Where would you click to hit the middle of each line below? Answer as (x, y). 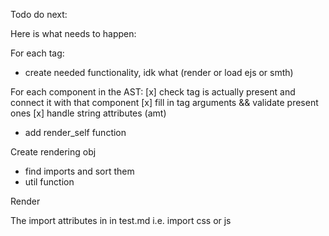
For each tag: (37, 53)
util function (49, 182)
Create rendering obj (53, 152)
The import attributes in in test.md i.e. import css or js (121, 220)
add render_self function (75, 132)
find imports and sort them (79, 171)
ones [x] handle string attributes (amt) (88, 113)
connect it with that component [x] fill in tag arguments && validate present (164, 102)
